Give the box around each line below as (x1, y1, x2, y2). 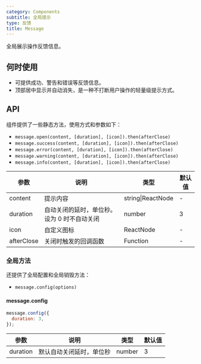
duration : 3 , (11, 316, 44, 322)
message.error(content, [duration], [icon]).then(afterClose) (14, 146, 173, 153)
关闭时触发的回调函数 (44, 237, 105, 245)
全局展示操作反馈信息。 (6, 43, 64, 50)
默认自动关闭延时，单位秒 (38, 348, 111, 356)
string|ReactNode (123, 194, 173, 202)
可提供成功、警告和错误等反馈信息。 (14, 79, 105, 86)
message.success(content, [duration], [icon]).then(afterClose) (14, 140, 179, 146)
